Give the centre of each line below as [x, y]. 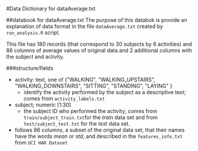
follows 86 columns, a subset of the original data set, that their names [100, 130]
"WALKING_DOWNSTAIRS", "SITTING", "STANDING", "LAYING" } [93, 86]
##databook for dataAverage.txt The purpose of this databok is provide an [97, 20]
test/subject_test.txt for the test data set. [77, 123]
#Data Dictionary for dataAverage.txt [51, 9]
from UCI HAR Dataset [41, 142]
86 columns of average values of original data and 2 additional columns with [99, 50]
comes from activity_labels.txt [64, 98]
